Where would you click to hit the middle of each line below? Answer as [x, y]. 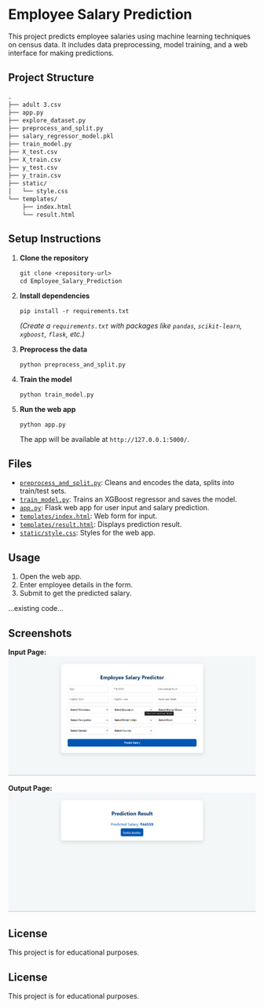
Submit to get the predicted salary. [75, 593]
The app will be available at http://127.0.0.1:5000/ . [104, 439]
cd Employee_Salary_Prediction [71, 281]
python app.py [42, 425]
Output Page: [30, 788]
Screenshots [40, 633]
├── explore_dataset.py [47, 120]
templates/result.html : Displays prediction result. [101, 524]
